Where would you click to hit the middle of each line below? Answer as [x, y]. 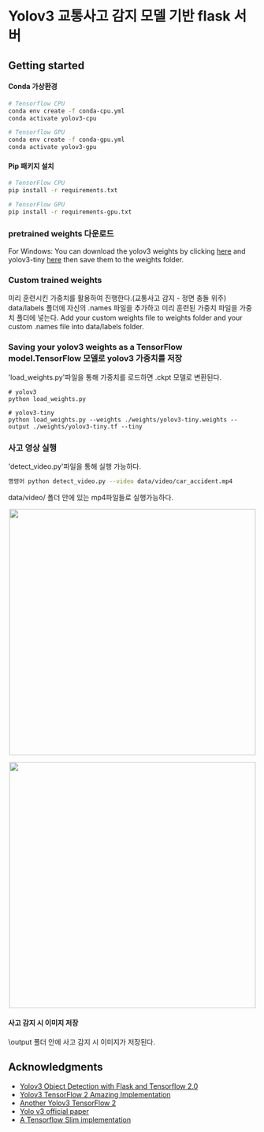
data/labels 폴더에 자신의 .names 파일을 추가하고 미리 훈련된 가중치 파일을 [123, 308]
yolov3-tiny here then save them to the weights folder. [96, 260]
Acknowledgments [56, 1067]
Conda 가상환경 [33, 87]
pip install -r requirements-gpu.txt [70, 212]
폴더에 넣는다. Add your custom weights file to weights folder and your [129, 318]
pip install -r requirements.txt [63, 191]
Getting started [46, 65]
